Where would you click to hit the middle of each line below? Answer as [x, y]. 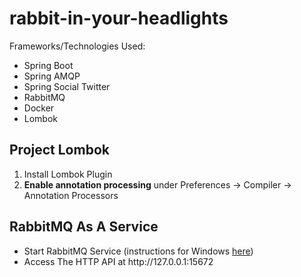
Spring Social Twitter [67, 86]
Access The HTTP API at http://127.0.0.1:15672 [118, 261]
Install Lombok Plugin [68, 174]
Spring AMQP [52, 76]
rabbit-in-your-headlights [119, 18]
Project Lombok [59, 150]
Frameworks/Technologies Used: [77, 46]
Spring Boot [48, 65]
